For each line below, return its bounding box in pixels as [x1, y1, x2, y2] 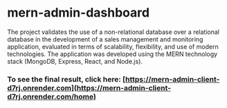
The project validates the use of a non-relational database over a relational [7, 28, 220, 36]
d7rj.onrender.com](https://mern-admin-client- [7, 83, 172, 93]
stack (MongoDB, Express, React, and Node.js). [7, 57, 143, 65]
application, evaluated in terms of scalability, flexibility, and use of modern [7, 42, 219, 51]
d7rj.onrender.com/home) [7, 91, 97, 101]
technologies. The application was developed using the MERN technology [7, 50, 218, 58]
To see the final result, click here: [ [7, 74, 126, 84]
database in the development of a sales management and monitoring [7, 35, 203, 43]
